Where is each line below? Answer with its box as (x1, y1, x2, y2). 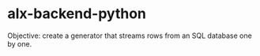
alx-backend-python (7, 5, 147, 23)
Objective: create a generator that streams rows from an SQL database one (7, 31, 252, 40)
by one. (7, 39, 32, 48)
